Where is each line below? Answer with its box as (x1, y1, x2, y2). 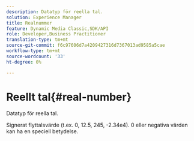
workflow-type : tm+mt (6, 48, 61, 54)
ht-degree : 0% (6, 59, 42, 65)
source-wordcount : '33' (6, 53, 66, 59)
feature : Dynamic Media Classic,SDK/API (6, 25, 109, 32)
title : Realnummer (6, 20, 52, 26)
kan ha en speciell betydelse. (6, 128, 79, 135)
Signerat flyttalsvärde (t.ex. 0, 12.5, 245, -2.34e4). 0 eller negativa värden (6, 121, 188, 129)
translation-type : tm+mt (6, 37, 68, 43)
